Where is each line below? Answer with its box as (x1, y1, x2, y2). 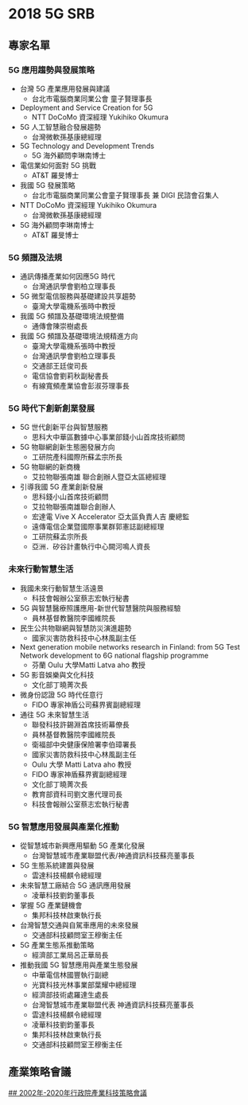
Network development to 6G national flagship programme (19, 650, 209, 660)
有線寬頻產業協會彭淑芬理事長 (31, 381, 130, 391)
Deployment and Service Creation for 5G (19, 103, 153, 112)
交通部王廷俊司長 (31, 361, 88, 371)
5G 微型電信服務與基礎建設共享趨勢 (19, 291, 137, 301)
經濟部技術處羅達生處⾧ (31, 990, 109, 1000)
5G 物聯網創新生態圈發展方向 (19, 443, 115, 452)
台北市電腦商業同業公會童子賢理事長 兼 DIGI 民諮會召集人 (31, 190, 219, 200)
